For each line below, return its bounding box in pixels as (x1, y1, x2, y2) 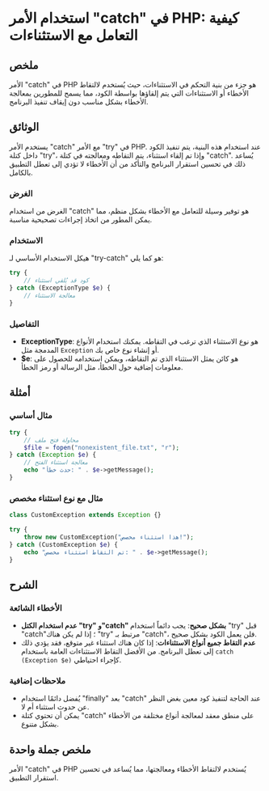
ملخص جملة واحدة (9, 742, 91, 756)
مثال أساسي (9, 410, 53, 421)
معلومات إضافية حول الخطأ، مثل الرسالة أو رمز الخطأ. (20, 362, 183, 372)
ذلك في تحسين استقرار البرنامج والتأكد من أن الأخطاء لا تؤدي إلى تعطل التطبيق (9, 159, 246, 168)
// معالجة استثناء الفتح (23, 459, 88, 467)
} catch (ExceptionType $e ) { (9, 284, 111, 292)
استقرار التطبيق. (9, 773, 59, 783)
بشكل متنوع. (20, 719, 60, 729)
